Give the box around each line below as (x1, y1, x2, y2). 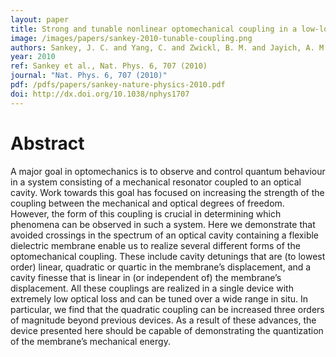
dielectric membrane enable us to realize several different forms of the (10, 239, 301, 251)
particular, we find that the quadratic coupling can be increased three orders (10, 303, 325, 315)
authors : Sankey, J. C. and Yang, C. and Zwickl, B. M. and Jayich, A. (10, 42, 315, 53)
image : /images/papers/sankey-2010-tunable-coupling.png (10, 33, 253, 43)
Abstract (10, 132, 85, 155)
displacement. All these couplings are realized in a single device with (10, 282, 294, 294)
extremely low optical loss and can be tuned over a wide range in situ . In (10, 292, 309, 305)
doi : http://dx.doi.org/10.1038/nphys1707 (10, 89, 190, 99)
